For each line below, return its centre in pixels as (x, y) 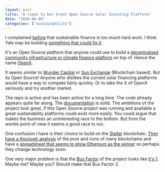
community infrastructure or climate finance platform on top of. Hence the (80, 58)
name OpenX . (19, 63)
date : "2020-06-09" (25, 19)
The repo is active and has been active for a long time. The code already (79, 98)
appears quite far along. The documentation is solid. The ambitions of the (80, 103)
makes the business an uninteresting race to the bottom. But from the (76, 119)
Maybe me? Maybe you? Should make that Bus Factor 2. (62, 164)
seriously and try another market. (39, 88)
